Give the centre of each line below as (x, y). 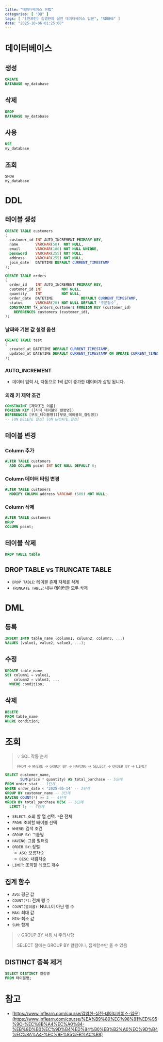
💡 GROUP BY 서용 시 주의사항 (45, 935)
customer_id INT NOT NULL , (45, 289)
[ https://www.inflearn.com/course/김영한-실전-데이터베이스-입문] (76, 1013)
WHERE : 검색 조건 (27, 828)
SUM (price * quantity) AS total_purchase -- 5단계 (71, 779)
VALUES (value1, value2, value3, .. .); (45, 643)
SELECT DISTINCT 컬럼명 (27, 974)
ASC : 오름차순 (32, 853)
